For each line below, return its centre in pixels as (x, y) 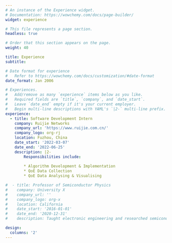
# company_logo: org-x (33, 199)
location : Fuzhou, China (41, 138)
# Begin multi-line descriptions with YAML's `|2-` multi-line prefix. (86, 109)
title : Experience (25, 57)
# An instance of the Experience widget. (50, 10)
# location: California (34, 204)
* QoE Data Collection (48, 171)
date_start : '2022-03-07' (42, 142)
